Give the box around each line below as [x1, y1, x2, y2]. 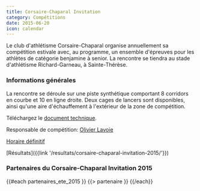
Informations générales [6, 76, 76, 85]
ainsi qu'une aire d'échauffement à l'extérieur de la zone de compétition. [6, 103, 186, 110]
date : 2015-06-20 [6, 20, 50, 26]
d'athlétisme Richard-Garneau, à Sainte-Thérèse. [6, 61, 128, 68]
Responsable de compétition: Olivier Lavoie [6, 126, 114, 133]
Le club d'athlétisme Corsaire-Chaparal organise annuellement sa [6, 42, 169, 49]
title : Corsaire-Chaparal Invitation [6, 8, 101, 15]
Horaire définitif [6, 138, 45, 145]
